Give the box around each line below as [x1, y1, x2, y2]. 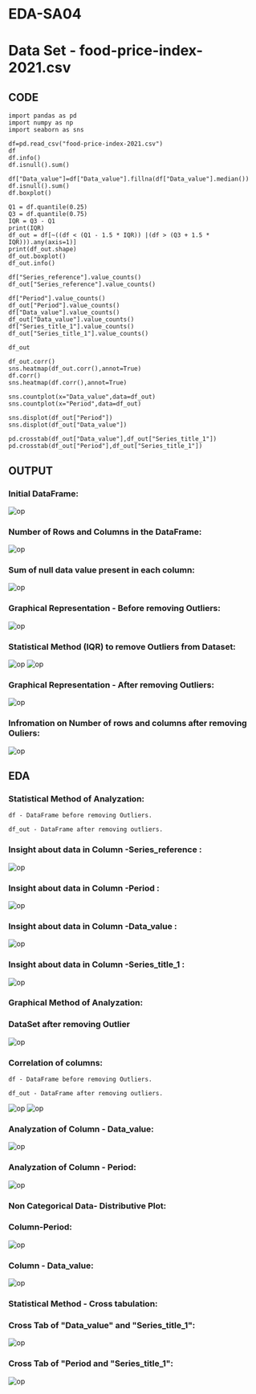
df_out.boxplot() [8, 252, 67, 261]
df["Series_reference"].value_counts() [8, 274, 142, 282]
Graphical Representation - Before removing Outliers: [8, 603, 221, 614]
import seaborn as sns [8, 126, 84, 134]
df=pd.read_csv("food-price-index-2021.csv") [8, 140, 163, 149]
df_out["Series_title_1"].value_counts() [8, 330, 149, 338]
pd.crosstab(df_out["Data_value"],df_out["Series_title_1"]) [8, 435, 217, 443]
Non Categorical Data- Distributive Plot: [8, 1200, 167, 1211]
